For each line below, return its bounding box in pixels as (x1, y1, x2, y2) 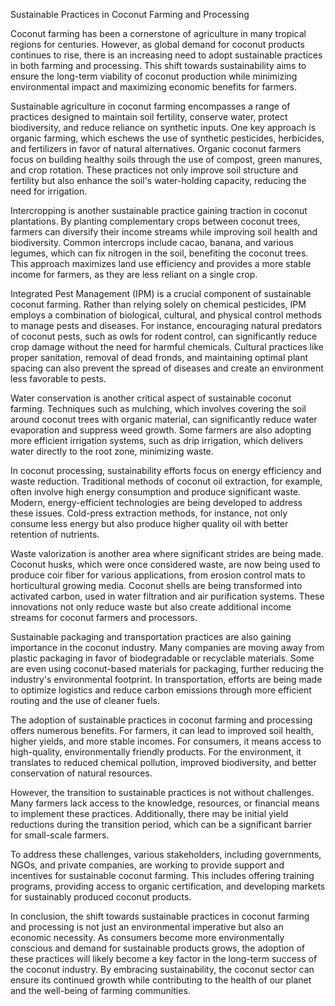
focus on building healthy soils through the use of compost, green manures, (10, 154, 323, 165)
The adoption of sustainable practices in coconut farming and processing (10, 714, 313, 726)
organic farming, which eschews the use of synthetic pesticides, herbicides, (10, 132, 325, 144)
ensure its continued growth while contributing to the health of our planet (10, 974, 312, 986)
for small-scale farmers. (10, 829, 110, 841)
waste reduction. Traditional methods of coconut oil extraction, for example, (10, 475, 323, 487)
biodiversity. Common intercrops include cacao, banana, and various (10, 237, 294, 248)
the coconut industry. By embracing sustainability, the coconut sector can (10, 964, 315, 975)
